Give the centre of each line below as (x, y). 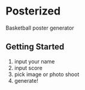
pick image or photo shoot (47, 74)
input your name (34, 61)
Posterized (33, 11)
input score (28, 68)
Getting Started (35, 47)
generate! (26, 80)
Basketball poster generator (40, 28)
